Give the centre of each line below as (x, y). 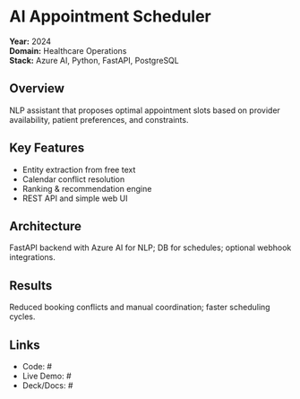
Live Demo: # (47, 376)
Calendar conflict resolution (73, 179)
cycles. (22, 317)
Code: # (37, 366)
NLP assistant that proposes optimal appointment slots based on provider (145, 110)
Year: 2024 (30, 41)
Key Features (47, 148)
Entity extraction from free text (79, 169)
